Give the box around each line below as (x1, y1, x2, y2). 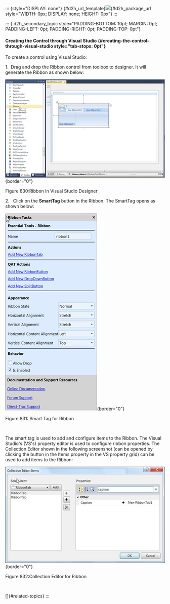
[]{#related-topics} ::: (5, 593, 50, 599)
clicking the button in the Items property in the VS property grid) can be (5, 451, 155, 458)
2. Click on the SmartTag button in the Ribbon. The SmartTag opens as (5, 198, 156, 204)
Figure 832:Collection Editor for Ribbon (5, 573, 87, 579)
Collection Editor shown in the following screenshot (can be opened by (5, 446, 153, 452)
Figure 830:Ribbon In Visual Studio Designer (5, 188, 98, 194)
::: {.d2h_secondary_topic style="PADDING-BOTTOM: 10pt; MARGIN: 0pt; (5, 21, 158, 26)
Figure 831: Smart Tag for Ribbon (5, 416, 74, 422)
